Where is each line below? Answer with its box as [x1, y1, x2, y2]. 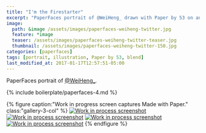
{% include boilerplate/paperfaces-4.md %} [6, 88, 118, 96]
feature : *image [12, 32, 53, 38]
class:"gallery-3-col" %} [6, 107, 68, 114]
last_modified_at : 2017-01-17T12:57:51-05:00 [6, 60, 124, 66]
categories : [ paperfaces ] [6, 49, 72, 55]
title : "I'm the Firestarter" [6, 9, 84, 15]
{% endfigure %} [85, 120, 128, 127]
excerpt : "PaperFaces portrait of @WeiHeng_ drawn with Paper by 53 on [6, 15, 193, 21]
